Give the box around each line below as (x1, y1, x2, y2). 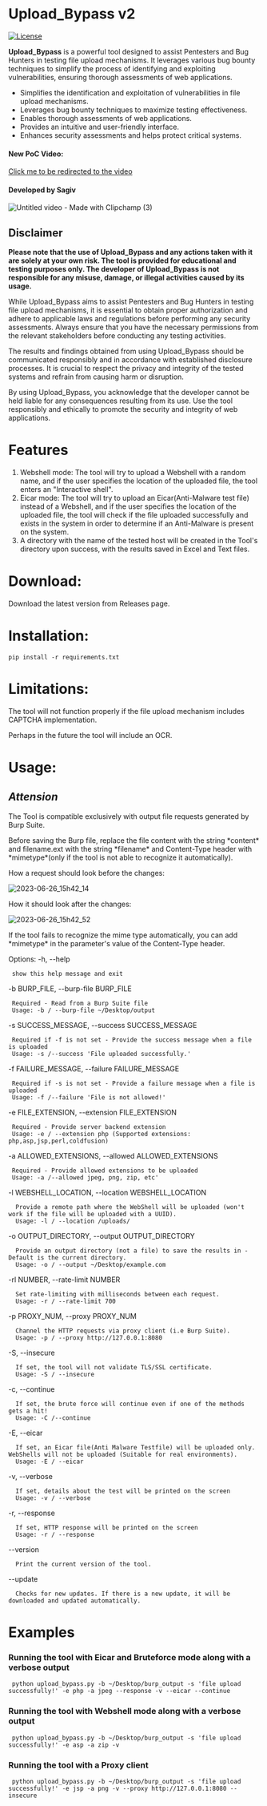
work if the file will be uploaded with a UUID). (8, 1210, 177, 1218)
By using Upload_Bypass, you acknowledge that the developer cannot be (8, 388, 250, 397)
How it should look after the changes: (8, 899, 132, 909)
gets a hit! (8, 1407, 48, 1415)
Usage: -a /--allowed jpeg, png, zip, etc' (11, 1173, 159, 1182)
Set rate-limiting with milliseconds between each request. (15, 1290, 220, 1298)
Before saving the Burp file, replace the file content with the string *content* (8, 835, 260, 845)
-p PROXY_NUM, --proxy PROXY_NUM (8, 1311, 137, 1320)
